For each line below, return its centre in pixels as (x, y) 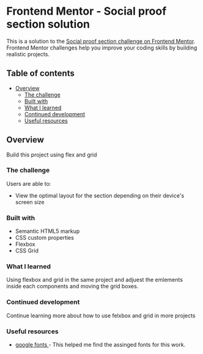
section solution (48, 24)
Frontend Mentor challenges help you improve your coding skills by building (102, 48)
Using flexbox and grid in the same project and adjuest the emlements (95, 280)
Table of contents (40, 74)
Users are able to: (29, 183)
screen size (30, 202)
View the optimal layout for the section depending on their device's (100, 195)
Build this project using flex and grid (52, 155)
